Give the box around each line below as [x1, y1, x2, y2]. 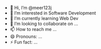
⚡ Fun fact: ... [10, 39, 38, 45]
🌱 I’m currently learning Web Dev [10, 15, 79, 21]
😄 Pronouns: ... [10, 33, 43, 39]
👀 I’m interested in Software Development [10, 10, 96, 16]
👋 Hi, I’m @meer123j [10, 5, 52, 10]
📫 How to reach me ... [10, 26, 57, 32]
